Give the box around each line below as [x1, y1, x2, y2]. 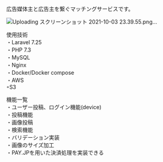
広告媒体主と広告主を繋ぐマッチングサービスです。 [6, 5, 134, 12]
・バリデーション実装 [6, 134, 60, 141]
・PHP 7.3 [6, 46, 32, 53]
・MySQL [6, 54, 30, 61]
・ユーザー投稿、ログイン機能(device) [6, 104, 102, 110]
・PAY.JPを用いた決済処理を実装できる [6, 149, 105, 156]
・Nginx [6, 61, 27, 69]
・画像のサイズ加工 [6, 141, 55, 149]
